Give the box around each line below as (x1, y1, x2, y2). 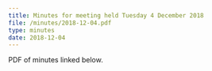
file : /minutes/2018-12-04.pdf (8, 19, 112, 27)
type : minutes (8, 26, 56, 34)
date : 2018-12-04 (8, 33, 66, 42)
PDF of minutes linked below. (8, 55, 103, 65)
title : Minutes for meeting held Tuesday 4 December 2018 (8, 11, 204, 20)
